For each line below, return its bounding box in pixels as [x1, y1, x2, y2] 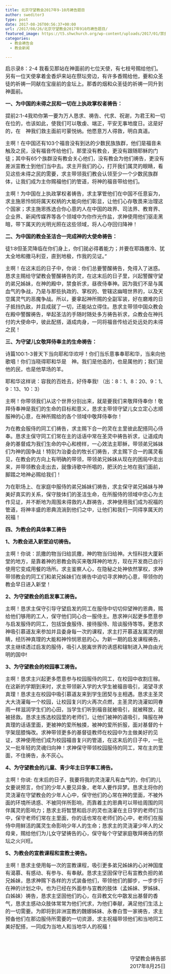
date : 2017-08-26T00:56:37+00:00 [5, 21, 76, 27]
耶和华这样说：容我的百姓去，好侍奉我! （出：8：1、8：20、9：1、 [5, 377, 166, 385]
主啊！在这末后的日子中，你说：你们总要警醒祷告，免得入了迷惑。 [5, 265, 164, 272]
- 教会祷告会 [10, 41, 34, 46]
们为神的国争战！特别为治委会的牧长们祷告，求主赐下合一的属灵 [5, 448, 159, 455]
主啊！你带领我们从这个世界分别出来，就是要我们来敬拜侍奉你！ [5, 397, 159, 405]
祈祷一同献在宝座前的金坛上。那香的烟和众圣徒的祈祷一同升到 [15, 80, 164, 87]
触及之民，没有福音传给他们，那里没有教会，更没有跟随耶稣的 [5, 147, 154, 154]
